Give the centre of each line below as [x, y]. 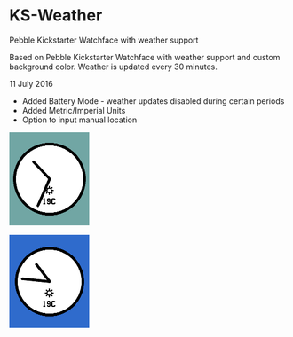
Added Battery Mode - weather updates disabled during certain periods [153, 101]
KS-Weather [56, 16]
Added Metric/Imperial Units [74, 110]
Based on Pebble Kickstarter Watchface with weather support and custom [145, 57]
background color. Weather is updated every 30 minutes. [113, 67]
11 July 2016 [31, 83]
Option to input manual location [79, 120]
